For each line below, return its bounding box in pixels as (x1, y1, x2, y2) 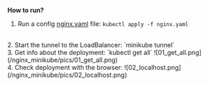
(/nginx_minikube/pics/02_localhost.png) (7, 70, 128, 79)
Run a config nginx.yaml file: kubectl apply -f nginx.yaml (17, 20, 189, 27)
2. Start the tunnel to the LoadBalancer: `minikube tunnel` (7, 41, 175, 49)
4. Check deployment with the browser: (7, 63, 123, 71)
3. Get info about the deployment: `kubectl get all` (7, 49, 153, 56)
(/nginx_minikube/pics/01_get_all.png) (7, 56, 119, 64)
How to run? (7, 6, 44, 14)
